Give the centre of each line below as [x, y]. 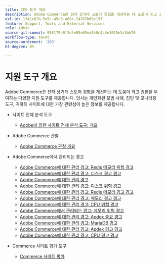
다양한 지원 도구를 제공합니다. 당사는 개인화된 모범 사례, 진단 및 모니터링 [87, 98]
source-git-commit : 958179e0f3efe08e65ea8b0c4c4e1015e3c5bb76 [70, 33]
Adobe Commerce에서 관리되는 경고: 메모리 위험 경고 [72, 211]
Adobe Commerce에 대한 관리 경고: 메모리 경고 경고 [70, 198]
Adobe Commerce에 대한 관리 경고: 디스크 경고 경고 [70, 173]
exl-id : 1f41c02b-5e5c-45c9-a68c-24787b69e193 [54, 19]
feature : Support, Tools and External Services [55, 24]
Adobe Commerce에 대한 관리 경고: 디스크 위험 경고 [70, 186]
